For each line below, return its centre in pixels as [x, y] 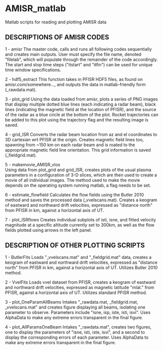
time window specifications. [33, 70]
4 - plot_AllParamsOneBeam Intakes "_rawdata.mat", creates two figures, [78, 327]
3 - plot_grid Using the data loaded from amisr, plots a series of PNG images [81, 99]
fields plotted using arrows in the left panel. [49, 230]
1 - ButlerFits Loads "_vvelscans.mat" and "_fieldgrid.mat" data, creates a [78, 257]
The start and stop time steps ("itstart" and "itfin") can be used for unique [79, 64]
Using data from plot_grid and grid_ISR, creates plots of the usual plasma [78, 170]
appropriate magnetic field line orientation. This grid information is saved [78, 150]
